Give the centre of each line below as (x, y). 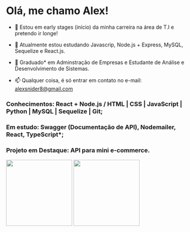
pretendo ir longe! (36, 33)
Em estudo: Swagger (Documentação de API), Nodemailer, (91, 127)
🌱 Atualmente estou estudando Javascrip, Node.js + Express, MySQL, (99, 45)
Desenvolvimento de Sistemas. (52, 68)
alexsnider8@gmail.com (44, 89)
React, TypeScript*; (35, 135)
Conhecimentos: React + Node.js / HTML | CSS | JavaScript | (94, 104)
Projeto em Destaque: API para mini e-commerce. (78, 150)
